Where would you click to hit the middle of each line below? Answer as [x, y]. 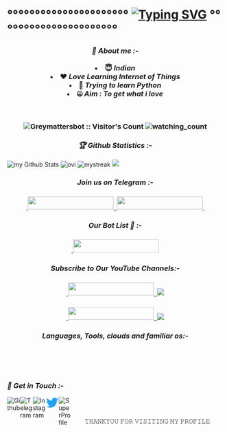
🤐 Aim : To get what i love [120, 94]
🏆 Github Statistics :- [115, 146]
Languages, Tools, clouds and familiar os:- [115, 336]
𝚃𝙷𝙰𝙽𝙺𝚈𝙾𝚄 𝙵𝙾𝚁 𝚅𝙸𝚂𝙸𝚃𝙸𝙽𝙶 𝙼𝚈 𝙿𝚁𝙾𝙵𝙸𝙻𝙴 [147, 421]
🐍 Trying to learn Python [120, 85]
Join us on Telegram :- [115, 182]
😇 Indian [120, 68]
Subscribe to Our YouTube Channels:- [115, 268]
